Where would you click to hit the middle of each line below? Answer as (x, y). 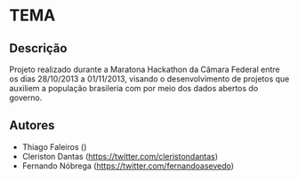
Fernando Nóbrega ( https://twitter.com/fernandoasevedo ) (128, 166)
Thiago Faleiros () (54, 146)
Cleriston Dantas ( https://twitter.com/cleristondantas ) (120, 156)
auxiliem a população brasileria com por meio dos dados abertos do (134, 88)
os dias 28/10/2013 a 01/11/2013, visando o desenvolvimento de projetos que (149, 79)
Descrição (38, 48)
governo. (26, 98)
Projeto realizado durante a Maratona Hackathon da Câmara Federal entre (145, 69)
